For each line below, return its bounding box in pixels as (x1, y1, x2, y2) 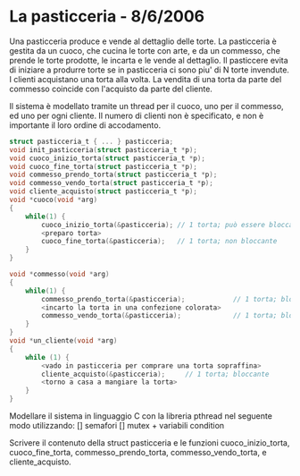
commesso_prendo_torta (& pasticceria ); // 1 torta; (41, 294, 278, 303)
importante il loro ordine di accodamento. (9, 119, 162, 131)
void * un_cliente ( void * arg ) (9, 336, 118, 345)
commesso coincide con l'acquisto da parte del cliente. (9, 83, 212, 94)
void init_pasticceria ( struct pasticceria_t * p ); (9, 145, 198, 154)
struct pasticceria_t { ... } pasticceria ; (9, 137, 174, 146)
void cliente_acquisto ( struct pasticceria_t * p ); (9, 187, 198, 196)
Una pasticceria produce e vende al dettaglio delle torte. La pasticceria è (9, 36, 277, 47)
